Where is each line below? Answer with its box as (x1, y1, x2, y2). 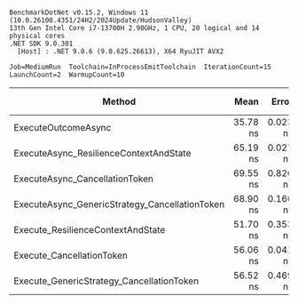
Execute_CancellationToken (13, 250, 129, 261)
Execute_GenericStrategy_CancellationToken (13, 275, 200, 287)
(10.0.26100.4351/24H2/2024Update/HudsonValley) (9, 16, 192, 25)
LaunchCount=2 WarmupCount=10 (9, 70, 125, 79)
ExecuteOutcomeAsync (13, 122, 112, 133)
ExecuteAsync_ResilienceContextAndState (13, 148, 192, 159)
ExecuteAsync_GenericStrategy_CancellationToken (13, 198, 225, 210)
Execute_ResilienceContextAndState (13, 224, 166, 236)
